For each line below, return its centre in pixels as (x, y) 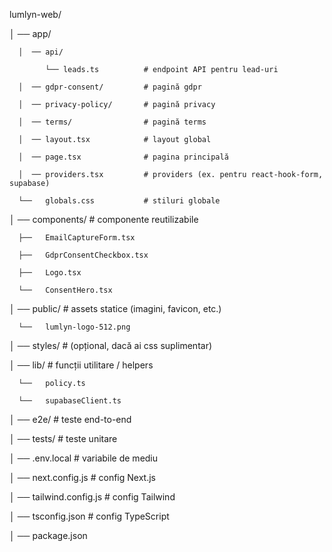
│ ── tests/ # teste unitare (63, 438)
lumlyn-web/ (35, 14)
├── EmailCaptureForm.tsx (77, 238)
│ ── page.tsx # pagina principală (123, 157)
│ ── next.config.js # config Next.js (82, 477)
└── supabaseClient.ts (70, 401)
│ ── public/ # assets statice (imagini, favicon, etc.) (115, 308)
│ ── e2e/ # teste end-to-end (70, 419)
